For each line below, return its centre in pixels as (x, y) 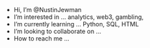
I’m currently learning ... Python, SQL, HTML (76, 24)
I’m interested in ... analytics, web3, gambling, (78, 17)
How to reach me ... (42, 39)
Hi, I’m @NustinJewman (47, 10)
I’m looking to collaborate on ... (57, 31)
